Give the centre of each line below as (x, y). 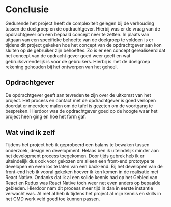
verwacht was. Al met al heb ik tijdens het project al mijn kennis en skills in (83, 193)
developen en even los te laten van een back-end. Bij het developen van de (84, 166)
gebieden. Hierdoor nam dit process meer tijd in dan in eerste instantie (79, 188)
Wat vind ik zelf (30, 132)
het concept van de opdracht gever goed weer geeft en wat (68, 56)
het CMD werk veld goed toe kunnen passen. (53, 199)
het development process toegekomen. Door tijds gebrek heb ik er (75, 156)
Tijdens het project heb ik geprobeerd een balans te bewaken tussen (77, 145)
